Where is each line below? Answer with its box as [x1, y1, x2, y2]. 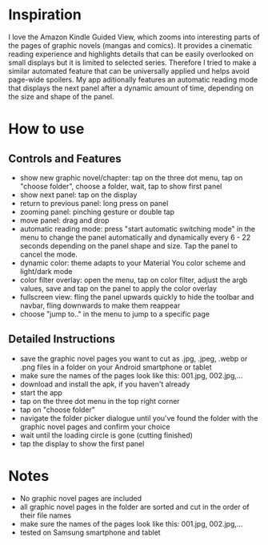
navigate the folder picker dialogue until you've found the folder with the [19, 413, 258, 422]
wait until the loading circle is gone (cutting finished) [19, 430, 194, 440]
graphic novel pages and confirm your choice [19, 422, 170, 431]
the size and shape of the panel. [8, 91, 114, 101]
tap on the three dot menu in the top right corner [19, 396, 180, 406]
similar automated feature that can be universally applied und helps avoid [8, 66, 250, 75]
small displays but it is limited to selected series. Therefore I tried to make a [8, 58, 257, 67]
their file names [19, 511, 72, 520]
